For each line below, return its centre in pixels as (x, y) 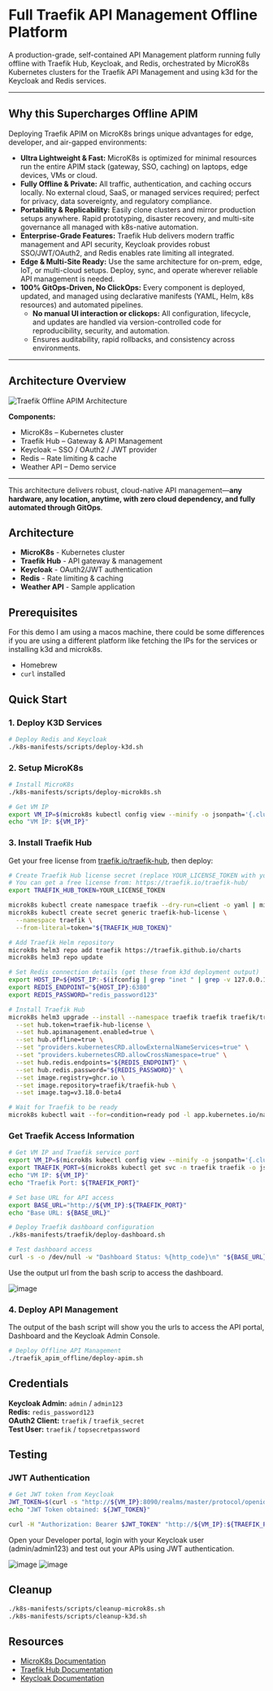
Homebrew (39, 665)
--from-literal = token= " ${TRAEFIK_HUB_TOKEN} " (94, 928)
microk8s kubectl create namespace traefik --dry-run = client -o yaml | (132, 905)
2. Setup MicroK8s (46, 767)
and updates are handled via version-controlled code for (127, 322)
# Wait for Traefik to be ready (63, 1107)
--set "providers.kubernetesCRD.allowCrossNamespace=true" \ (121, 1055)
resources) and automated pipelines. (82, 304)
